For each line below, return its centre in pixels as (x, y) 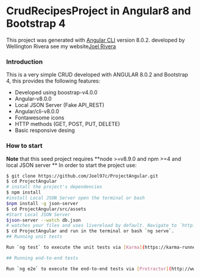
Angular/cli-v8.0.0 (37, 112)
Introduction (24, 62)
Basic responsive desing (45, 130)
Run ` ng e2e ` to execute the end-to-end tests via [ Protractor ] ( (89, 268)
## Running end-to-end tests (42, 258)
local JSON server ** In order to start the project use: (71, 165)
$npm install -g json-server (42, 203)
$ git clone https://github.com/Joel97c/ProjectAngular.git (82, 176)
